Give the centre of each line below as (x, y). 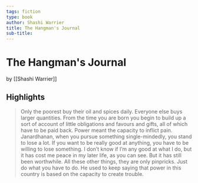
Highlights (26, 97)
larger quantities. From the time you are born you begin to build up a (103, 118)
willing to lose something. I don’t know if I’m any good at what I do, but (106, 149)
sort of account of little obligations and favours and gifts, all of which (104, 124)
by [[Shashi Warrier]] (32, 79)
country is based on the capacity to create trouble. (82, 174)
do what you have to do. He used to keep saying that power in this (101, 168)
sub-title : (19, 34)
